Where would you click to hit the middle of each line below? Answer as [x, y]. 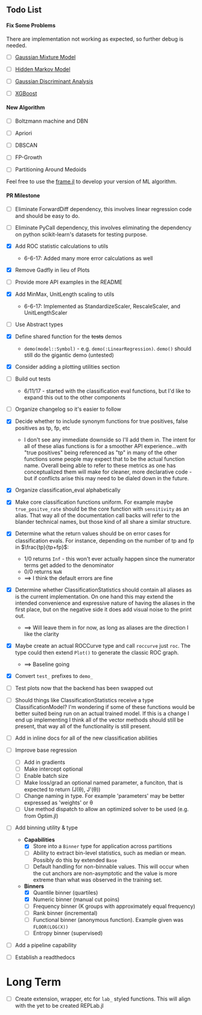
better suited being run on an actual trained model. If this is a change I [102, 713]
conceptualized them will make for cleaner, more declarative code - [108, 472]
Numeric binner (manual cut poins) [76, 899]
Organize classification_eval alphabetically [68, 490]
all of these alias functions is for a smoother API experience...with [106, 446]
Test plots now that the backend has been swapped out [84, 688]
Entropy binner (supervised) [68, 933]
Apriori [24, 133]
